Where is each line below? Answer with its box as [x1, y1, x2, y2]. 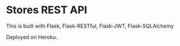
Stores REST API [6, 3, 87, 17]
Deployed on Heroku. [6, 33, 57, 40]
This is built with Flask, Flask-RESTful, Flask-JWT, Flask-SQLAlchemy [6, 22, 174, 29]
